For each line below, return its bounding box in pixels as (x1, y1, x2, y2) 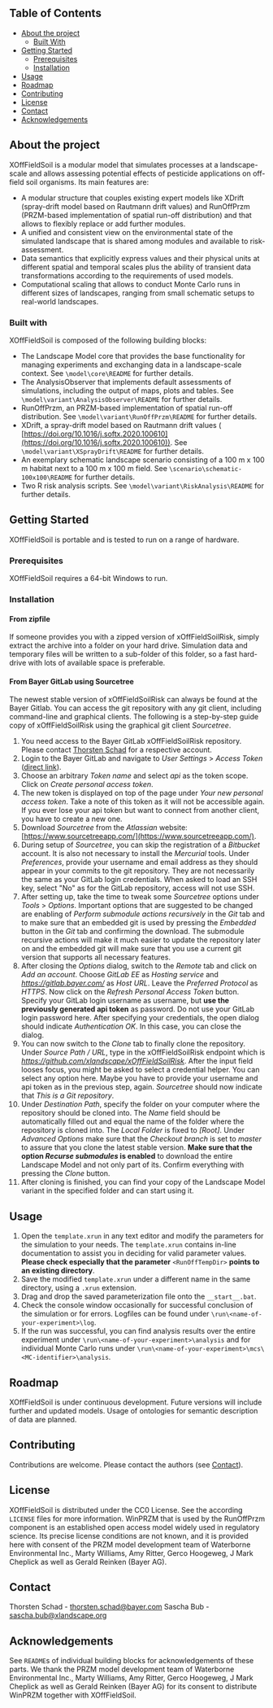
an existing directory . (20, 1265, 96, 1276)
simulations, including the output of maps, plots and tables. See (20, 386, 234, 395)
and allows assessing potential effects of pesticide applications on (28, 168, 251, 178)
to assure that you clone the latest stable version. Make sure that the (20, 1142, 253, 1152)
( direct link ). (20, 762, 62, 772)
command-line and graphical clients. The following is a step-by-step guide (9, 712, 259, 722)
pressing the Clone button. (20, 1169, 110, 1178)
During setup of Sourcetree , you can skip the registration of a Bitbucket (20, 840, 261, 850)
